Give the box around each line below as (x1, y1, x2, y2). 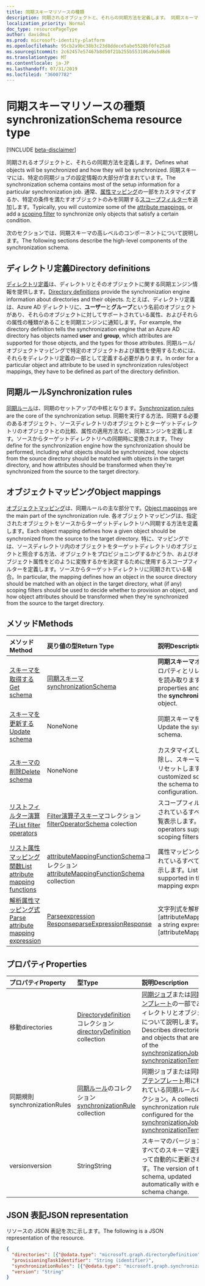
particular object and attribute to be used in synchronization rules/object (6, 361, 189, 368)
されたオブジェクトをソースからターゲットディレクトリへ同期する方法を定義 (6, 520, 198, 527)
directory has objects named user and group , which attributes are (6, 332, 173, 339)
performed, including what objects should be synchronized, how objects (6, 448, 189, 456)
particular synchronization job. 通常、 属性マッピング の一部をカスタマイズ (6, 188, 191, 195)
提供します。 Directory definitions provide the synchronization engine (16, 288, 190, 295)
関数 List (9, 862, 32, 871)
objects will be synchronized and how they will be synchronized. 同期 (6, 166, 181, 174)
